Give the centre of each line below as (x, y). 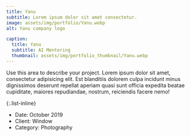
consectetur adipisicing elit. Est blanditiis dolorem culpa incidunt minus (93, 79)
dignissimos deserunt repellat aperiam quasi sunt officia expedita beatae (95, 85)
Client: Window (33, 121)
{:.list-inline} (21, 103)
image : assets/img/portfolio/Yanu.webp (56, 23)
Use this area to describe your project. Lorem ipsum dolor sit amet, (89, 73)
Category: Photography (44, 127)
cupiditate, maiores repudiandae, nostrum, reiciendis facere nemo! (88, 91)
